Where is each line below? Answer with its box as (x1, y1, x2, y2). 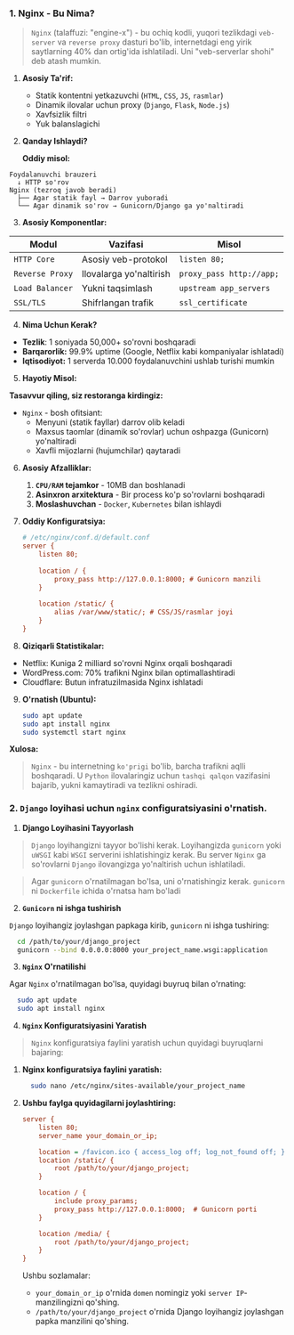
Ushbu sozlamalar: (21, 1270, 91, 1281)
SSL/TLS (13, 297, 46, 308)
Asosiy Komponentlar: (21, 217, 107, 228)
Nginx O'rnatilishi (21, 961, 86, 973)
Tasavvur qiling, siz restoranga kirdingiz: (9, 390, 163, 401)
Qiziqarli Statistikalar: (21, 640, 105, 651)
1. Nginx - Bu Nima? (9, 7, 95, 20)
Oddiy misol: (21, 153, 71, 164)
